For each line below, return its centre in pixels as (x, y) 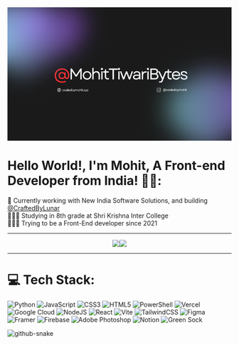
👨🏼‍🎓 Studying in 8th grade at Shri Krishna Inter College (88, 216)
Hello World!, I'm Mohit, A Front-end (116, 166)
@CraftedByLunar (34, 208)
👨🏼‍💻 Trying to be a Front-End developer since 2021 (83, 223)
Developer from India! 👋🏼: (85, 181)
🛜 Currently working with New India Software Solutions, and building (108, 200)
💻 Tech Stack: (51, 280)
